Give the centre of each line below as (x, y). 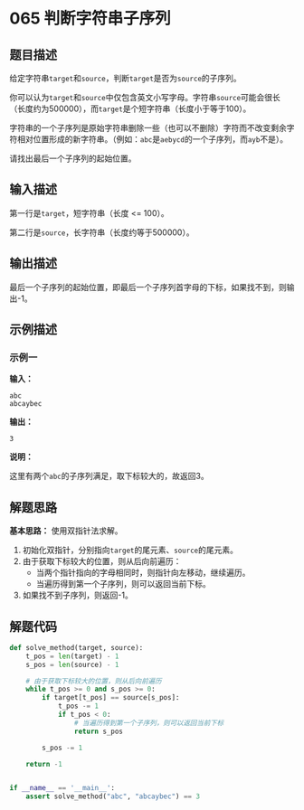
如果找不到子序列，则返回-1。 (77, 595)
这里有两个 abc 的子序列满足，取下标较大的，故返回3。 (109, 476)
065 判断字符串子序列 (90, 19)
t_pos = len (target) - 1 (72, 656)
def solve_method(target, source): (76, 647)
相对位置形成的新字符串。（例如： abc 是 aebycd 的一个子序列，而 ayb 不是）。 (152, 139)
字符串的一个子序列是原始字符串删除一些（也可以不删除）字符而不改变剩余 (148, 128)
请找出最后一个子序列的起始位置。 (73, 158)
